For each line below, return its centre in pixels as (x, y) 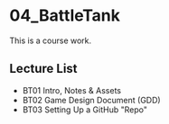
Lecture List (44, 69)
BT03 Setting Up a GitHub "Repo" (84, 110)
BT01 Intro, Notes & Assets (72, 90)
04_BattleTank (65, 16)
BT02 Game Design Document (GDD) (91, 100)
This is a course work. (51, 40)
